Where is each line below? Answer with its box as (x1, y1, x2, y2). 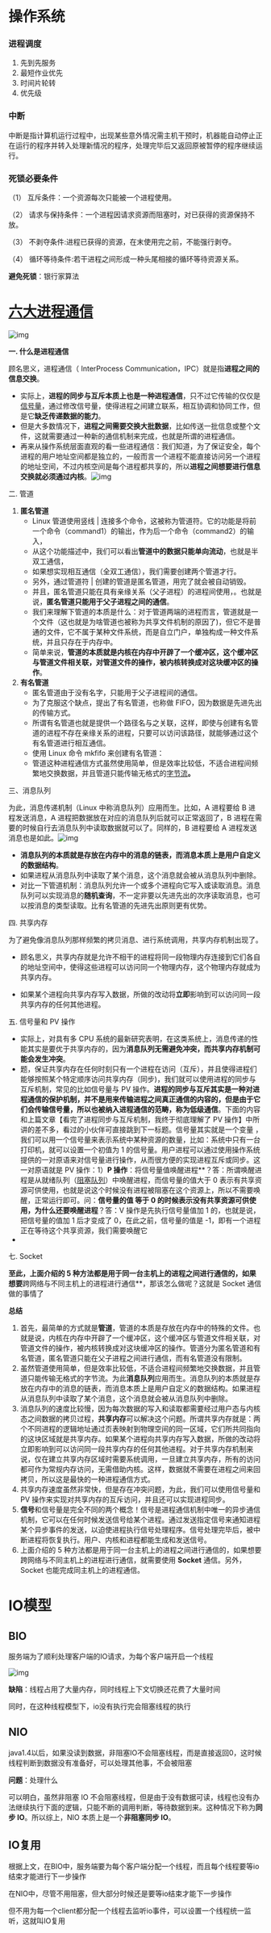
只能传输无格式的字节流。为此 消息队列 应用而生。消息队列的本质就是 (27, 1373, 254, 1383)
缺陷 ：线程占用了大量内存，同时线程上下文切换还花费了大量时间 (8, 1684, 220, 1694)
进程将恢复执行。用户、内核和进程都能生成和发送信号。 (27, 1535, 211, 1545)
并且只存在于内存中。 (46, 637, 118, 647)
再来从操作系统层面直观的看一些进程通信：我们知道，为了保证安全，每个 (19, 442, 261, 451)
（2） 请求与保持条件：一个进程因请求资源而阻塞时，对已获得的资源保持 (8, 210, 248, 220)
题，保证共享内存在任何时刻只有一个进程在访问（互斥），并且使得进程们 (19, 1064, 257, 1074)
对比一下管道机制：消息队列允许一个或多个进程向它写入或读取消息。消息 (19, 881, 261, 891)
